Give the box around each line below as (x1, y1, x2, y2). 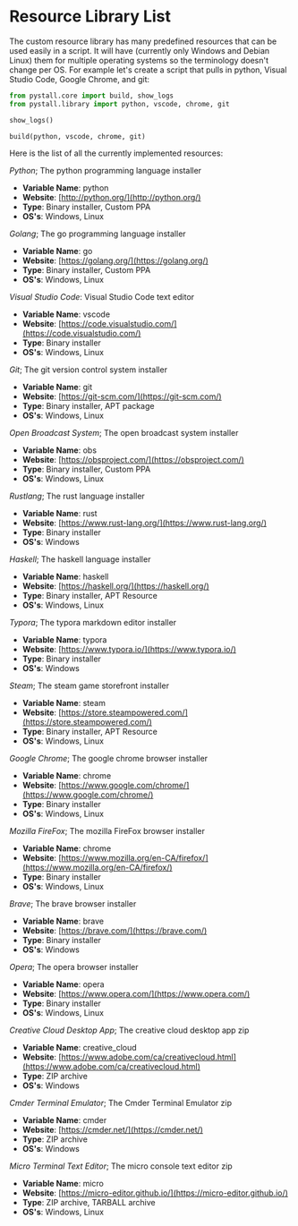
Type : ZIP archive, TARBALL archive (21, 1197, 157, 1208)
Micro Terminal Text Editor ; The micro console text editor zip (9, 1161, 233, 1171)
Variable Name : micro (21, 1179, 105, 1189)
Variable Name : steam (21, 698, 106, 709)
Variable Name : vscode (21, 309, 110, 319)
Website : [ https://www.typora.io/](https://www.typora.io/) (21, 644, 237, 655)
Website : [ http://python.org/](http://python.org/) (21, 192, 201, 203)
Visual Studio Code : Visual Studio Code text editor (9, 292, 195, 302)
